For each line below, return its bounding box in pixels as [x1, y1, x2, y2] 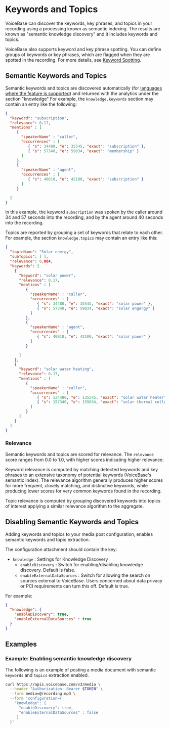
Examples [5, 640, 37, 649]
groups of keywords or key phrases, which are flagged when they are [5, 52, 150, 58]
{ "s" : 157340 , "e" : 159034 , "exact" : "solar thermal [37, 399, 153, 405]
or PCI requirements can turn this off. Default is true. [20, 583, 130, 589]
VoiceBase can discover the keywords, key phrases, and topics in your [5, 20, 153, 26]
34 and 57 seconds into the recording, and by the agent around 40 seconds [5, 214, 163, 220]
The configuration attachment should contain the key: [5, 546, 117, 552]
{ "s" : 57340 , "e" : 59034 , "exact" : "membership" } [27, 148, 139, 154]
